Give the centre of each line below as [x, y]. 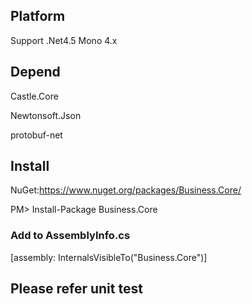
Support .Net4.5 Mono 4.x [64, 40]
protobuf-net [36, 135]
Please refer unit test [76, 289]
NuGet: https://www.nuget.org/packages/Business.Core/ [126, 190]
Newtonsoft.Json [46, 115]
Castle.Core [34, 96]
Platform [38, 16]
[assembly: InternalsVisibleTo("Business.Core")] [109, 257]
